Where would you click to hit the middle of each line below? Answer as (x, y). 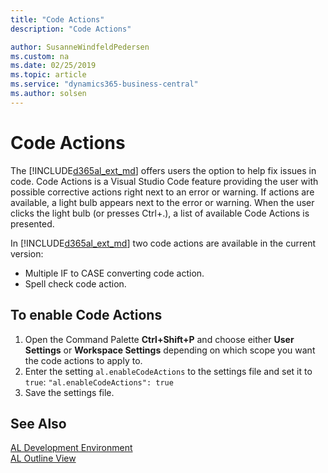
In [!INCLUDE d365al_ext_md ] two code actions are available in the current (163, 243)
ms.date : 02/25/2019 (53, 66)
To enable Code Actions (86, 315)
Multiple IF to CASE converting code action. (114, 273)
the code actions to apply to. (83, 360)
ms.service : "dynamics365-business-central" (104, 84)
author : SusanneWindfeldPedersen (80, 47)
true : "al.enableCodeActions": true (99, 382)
